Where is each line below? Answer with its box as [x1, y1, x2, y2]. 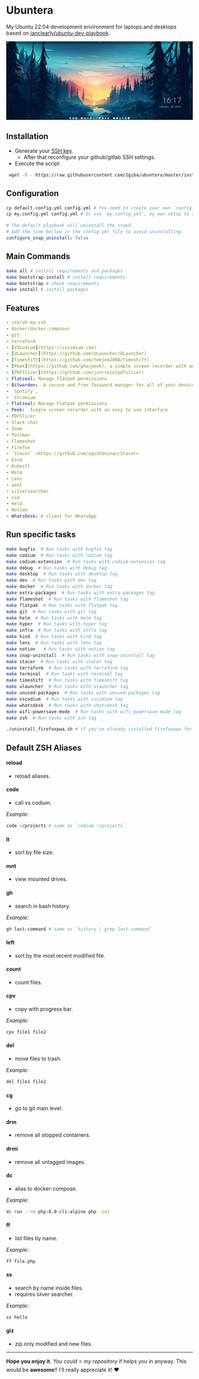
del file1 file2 [6, 1079, 46, 1085]
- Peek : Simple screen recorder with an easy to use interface [6, 407, 168, 413]
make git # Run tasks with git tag [6, 609, 97, 615]
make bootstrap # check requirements [6, 280, 99, 286]
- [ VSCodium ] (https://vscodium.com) [6, 344, 97, 350]
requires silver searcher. [14, 1290, 74, 1298]
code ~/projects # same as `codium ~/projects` [6, 823, 126, 829]
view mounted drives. [14, 875, 68, 883]
